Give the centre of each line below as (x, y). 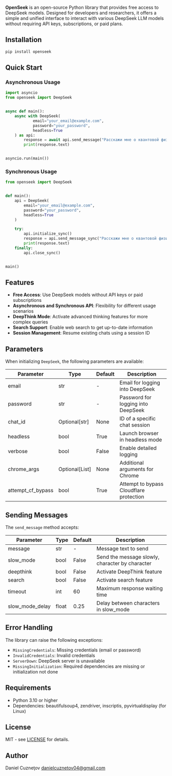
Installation (24, 40)
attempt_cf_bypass (31, 491)
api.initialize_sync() (48, 234)
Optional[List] (75, 469)
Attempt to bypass (142, 484)
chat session (135, 425)
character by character (124, 563)
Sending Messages (37, 515)
